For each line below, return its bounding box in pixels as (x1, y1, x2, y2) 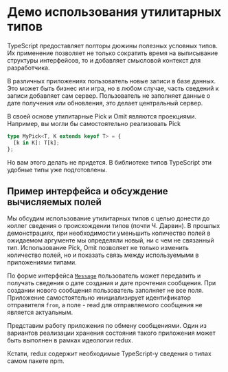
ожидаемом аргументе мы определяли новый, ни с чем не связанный (7, 236, 214, 245)
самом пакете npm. (7, 357, 65, 365)
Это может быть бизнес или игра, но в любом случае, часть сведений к (7, 84, 219, 92)
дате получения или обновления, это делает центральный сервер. (7, 99, 203, 107)
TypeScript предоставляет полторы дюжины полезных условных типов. (7, 41, 218, 50)
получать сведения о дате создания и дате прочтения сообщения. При (7, 279, 216, 287)
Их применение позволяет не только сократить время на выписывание (7, 49, 218, 57)
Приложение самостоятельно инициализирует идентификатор (7, 293, 191, 302)
